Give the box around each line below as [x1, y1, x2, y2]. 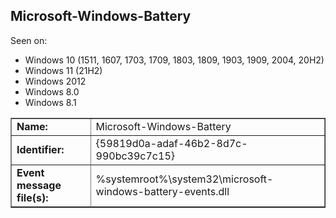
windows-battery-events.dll [95, 184, 230, 198]
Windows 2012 [24, 75, 87, 87]
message [16, 178, 62, 192]
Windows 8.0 [24, 85, 80, 98]
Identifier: [16, 142, 65, 156]
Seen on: [10, 34, 48, 46]
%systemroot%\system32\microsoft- [95, 172, 274, 186]
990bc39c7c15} [95, 149, 175, 163]
